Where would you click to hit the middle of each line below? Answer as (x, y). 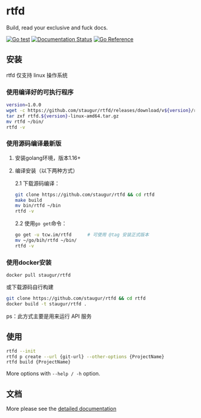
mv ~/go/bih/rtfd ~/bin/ (46, 241)
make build (28, 200)
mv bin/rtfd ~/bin (38, 206)
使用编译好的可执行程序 (40, 92)
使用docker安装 (29, 262)
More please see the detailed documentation (61, 409)
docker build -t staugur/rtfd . (46, 304)
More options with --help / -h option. (53, 374)
